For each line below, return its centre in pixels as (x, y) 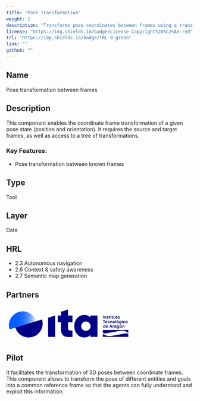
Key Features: (27, 151)
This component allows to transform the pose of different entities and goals (99, 378)
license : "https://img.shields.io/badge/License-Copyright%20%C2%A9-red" (100, 32)
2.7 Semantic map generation (51, 276)
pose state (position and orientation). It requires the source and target (92, 129)
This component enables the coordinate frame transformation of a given (95, 123)
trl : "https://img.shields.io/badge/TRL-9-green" (69, 38)
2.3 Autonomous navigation (49, 263)
